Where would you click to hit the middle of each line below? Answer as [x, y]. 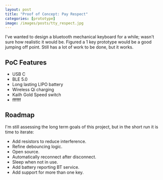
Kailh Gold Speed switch [37, 95]
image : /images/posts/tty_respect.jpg [44, 23]
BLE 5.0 [20, 79]
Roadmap [20, 115]
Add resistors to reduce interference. [49, 141]
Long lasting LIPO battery [37, 84]
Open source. [26, 151]
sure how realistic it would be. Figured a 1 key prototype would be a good [78, 42]
